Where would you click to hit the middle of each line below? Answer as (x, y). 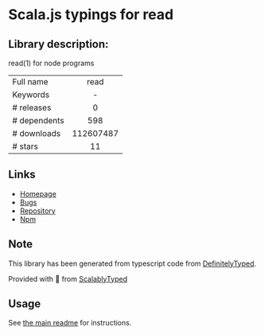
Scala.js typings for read (91, 15)
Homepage (38, 193)
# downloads (37, 133)
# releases (32, 107)
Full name (31, 82)
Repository (37, 210)
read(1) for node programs (51, 63)
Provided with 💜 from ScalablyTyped (68, 279)
